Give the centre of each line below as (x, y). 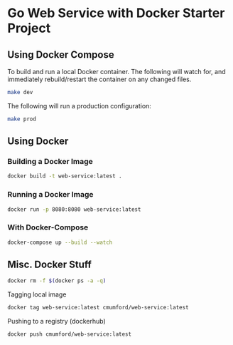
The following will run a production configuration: (79, 105)
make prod (22, 119)
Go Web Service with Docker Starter (116, 13)
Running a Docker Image (50, 195)
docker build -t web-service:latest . (65, 176)
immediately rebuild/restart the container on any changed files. (99, 79)
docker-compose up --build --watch (60, 242)
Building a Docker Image (50, 162)
